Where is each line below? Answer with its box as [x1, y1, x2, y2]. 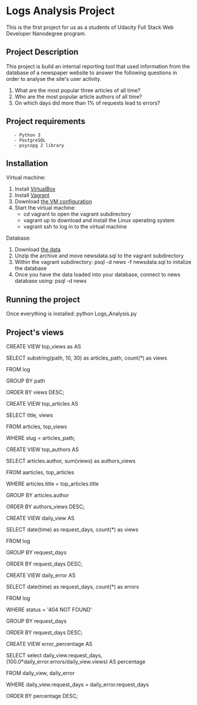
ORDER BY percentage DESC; [6, 693, 78, 699]
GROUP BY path [6, 377, 45, 384]
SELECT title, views [6, 412, 54, 419]
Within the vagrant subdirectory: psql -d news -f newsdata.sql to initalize [14, 259, 192, 266]
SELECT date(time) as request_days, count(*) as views [6, 526, 139, 533]
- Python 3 [14, 132, 41, 138]
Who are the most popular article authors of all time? [14, 93, 142, 100]
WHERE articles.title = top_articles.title [6, 480, 99, 487]
